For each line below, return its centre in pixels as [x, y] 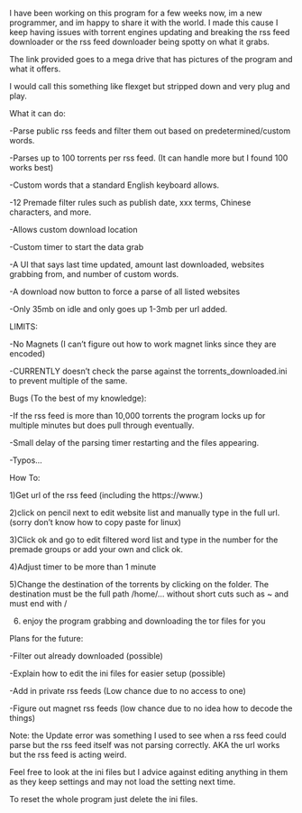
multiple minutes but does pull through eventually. [102, 425]
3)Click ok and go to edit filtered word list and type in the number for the [144, 540]
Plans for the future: [46, 638]
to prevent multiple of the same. [69, 381]
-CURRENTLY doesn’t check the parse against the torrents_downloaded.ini [148, 371]
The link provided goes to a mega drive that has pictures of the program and [151, 59]
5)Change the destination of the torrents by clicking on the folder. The [139, 584]
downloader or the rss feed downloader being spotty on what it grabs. [140, 42]
